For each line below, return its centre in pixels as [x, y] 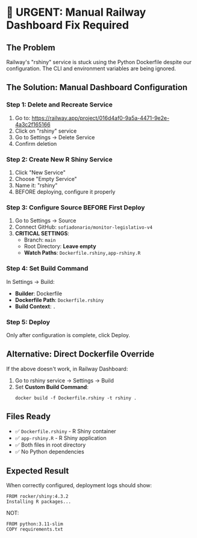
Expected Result [38, 471]
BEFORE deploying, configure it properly [65, 192]
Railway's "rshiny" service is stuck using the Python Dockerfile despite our [99, 62]
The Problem [31, 48]
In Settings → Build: [30, 281]
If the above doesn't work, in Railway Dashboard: [67, 369]
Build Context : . [35, 306]
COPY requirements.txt [35, 530]
